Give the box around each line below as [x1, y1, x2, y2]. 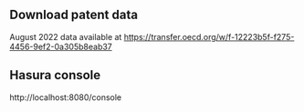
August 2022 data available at [9, 31, 122, 42]
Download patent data [9, 7, 139, 23]
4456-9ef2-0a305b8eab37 [9, 41, 112, 52]
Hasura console [9, 67, 101, 83]
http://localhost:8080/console [9, 91, 122, 103]
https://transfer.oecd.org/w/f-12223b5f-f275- [123, 31, 295, 42]
